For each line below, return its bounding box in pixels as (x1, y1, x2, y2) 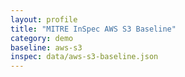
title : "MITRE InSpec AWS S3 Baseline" (10, 24, 177, 34)
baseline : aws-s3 (10, 42, 83, 53)
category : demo (10, 33, 74, 43)
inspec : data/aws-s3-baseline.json (10, 52, 159, 62)
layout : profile (10, 14, 78, 25)
